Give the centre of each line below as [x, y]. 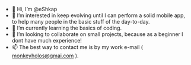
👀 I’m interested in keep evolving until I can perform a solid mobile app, [98, 15]
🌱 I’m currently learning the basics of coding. [67, 28]
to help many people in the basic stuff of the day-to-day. [81, 22]
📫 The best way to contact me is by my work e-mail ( [77, 47]
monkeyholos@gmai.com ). [45, 56]
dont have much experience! [47, 40]
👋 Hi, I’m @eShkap [34, 9]
